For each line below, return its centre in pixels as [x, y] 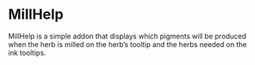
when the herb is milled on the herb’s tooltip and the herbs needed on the [127, 44]
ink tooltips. [27, 52]
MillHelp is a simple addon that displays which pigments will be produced [127, 36]
